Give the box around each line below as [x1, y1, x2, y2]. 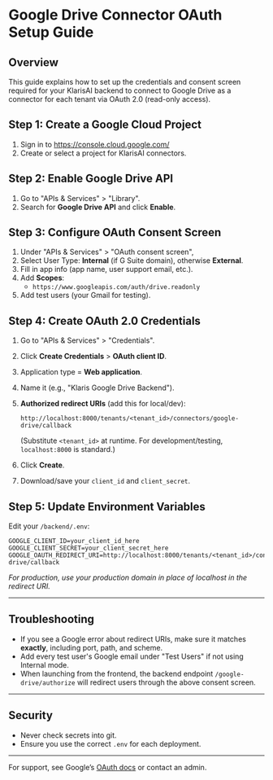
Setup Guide [8, 23, 94, 42]
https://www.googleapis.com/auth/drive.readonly [32, 283, 201, 291]
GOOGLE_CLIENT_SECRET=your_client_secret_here [8, 544, 169, 553]
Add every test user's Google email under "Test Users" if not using [19, 651, 244, 661]
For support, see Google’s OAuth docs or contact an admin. [8, 762, 207, 772]
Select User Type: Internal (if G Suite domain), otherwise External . [19, 256, 244, 265]
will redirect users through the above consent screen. [76, 677, 256, 687]
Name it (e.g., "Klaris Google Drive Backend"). [19, 383, 175, 392]
